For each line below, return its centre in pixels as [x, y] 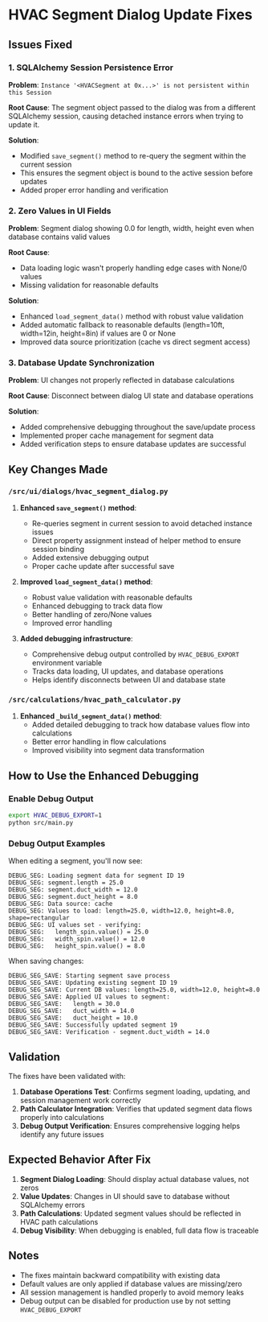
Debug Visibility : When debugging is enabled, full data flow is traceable [139, 1230]
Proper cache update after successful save [103, 566]
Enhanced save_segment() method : [78, 508]
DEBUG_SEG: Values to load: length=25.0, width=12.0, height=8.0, [122, 911]
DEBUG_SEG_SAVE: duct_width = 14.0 [71, 1011]
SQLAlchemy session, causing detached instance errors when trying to [126, 116]
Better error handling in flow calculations [99, 742]
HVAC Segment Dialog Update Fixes [130, 15]
